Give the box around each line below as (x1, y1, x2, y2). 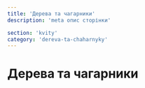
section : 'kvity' (7, 29, 58, 36)
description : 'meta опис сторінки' (7, 17, 111, 24)
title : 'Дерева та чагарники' (7, 10, 96, 17)
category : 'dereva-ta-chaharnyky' (7, 36, 109, 43)
